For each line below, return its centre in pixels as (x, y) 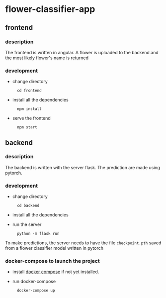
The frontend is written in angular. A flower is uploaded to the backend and (82, 52)
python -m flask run (38, 234)
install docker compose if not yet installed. (56, 272)
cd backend (28, 206)
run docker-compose (34, 282)
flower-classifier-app (50, 9)
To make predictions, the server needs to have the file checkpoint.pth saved (83, 243)
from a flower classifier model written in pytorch (54, 248)
